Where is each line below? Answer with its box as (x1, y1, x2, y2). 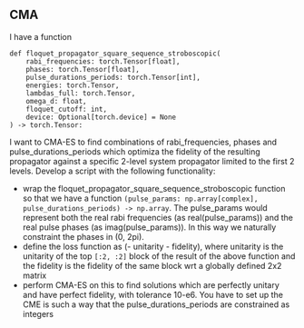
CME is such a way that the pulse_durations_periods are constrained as (22, 299, 290, 310)
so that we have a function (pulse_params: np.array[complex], (22, 193, 259, 204)
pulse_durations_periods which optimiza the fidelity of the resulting (9, 145, 260, 157)
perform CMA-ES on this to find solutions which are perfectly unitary (22, 279, 279, 290)
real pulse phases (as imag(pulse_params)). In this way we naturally (22, 222, 277, 233)
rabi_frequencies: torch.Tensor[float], (25, 56, 181, 66)
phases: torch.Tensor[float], (25, 65, 141, 74)
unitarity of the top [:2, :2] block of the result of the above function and (22, 250, 296, 262)
